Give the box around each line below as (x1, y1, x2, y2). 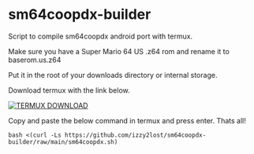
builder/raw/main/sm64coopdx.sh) (8, 137, 118, 146)
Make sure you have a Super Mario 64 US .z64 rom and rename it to (8, 46, 230, 56)
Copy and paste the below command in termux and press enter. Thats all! (8, 115, 247, 125)
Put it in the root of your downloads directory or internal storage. (8, 70, 218, 79)
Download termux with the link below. (8, 85, 130, 95)
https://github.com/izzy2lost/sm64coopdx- (64, 131, 207, 139)
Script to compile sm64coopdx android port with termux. (8, 31, 193, 41)
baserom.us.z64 (8, 55, 62, 64)
